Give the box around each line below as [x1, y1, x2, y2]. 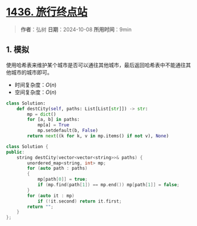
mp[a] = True [37, 122, 69, 128]
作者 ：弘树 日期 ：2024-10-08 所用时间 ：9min [20, 26, 132, 33]
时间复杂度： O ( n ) [14, 81, 57, 88]
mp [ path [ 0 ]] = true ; [37, 177, 88, 183]
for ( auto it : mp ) [27, 193, 75, 198]
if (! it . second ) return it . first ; [37, 198, 122, 204]
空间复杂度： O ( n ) [14, 89, 57, 96]
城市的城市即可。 [11, 69, 53, 76]
